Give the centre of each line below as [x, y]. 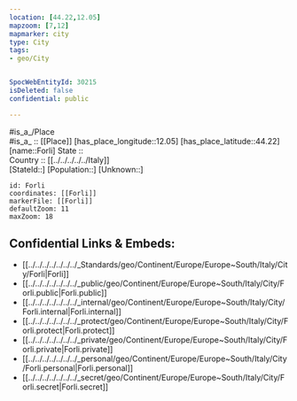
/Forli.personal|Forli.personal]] [78, 368]
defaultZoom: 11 [39, 209]
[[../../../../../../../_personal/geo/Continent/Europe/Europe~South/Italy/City [155, 359]
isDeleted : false [41, 90]
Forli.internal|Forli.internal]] [72, 312]
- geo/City [29, 58]
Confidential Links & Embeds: [92, 244]
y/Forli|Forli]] [45, 274]
